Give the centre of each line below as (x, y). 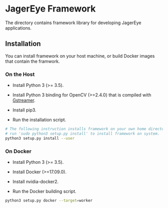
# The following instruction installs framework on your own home (76, 129)
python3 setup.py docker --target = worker (49, 200)
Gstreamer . (24, 100)
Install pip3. (24, 110)
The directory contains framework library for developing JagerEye (73, 23)
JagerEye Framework (50, 9)
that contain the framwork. (32, 61)
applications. (18, 28)
